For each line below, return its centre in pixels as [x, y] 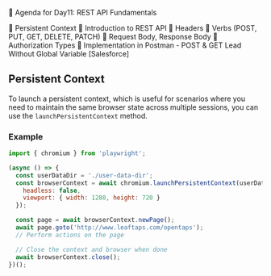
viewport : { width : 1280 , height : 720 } [92, 198]
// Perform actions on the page [70, 235]
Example [26, 136]
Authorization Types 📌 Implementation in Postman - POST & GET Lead [125, 45]
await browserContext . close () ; [68, 257]
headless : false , [52, 190]
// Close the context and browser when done [92, 249]
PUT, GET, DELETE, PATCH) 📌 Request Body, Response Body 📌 [113, 37]
